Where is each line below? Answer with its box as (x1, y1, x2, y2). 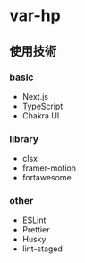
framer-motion (21, 162, 76, 173)
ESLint (21, 215, 47, 225)
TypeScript (21, 101, 64, 111)
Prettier (21, 224, 50, 235)
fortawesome (21, 172, 72, 183)
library (9, 132, 38, 145)
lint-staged (21, 243, 63, 254)
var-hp (9, 5, 61, 26)
